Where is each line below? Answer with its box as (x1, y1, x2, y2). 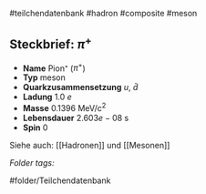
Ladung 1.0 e (22, 91, 73, 103)
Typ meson (22, 72, 66, 83)
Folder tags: (9, 158, 55, 168)
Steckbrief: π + (9, 34, 93, 53)
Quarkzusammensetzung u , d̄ (22, 82, 139, 93)
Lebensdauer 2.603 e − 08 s (22, 113, 129, 124)
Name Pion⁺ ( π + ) (22, 61, 87, 74)
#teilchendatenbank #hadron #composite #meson (9, 8, 198, 18)
